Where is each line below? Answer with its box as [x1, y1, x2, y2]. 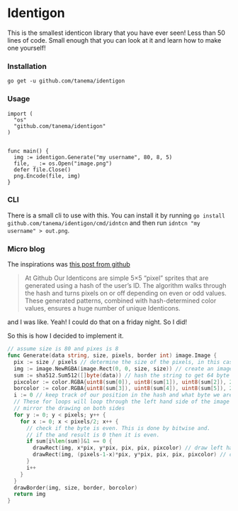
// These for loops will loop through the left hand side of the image [13, 398, 230, 406]
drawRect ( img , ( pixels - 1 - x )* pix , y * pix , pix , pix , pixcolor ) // [33, 451, 227, 458]
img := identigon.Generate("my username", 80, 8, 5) [13, 154, 173, 161]
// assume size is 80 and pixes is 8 [7, 345, 119, 353]
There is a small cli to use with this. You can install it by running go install [7, 211, 225, 220]
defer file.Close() [13, 166, 72, 173]
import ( [7, 110, 33, 117]
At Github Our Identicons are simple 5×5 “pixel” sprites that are [24, 274, 209, 282]
